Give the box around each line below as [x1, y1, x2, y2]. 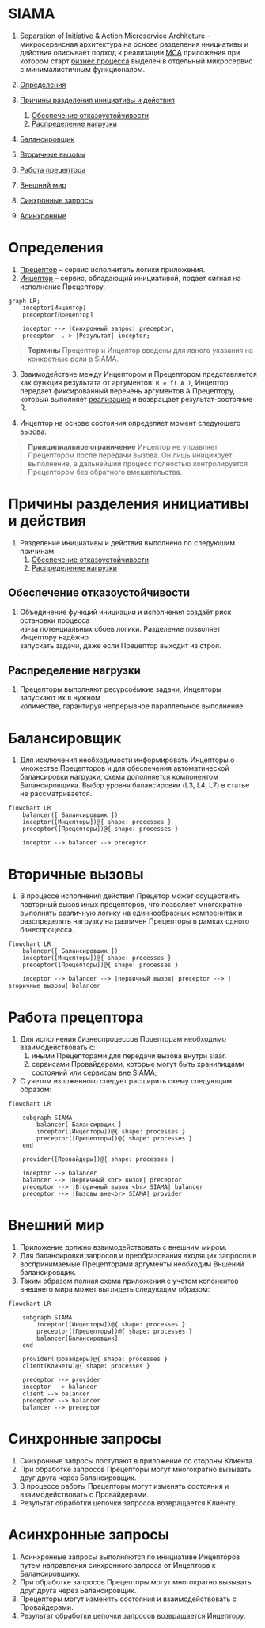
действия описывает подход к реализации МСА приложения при [19, 47, 240, 57]
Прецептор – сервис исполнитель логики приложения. [19, 264, 206, 274]
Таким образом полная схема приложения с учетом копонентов [19, 1276, 239, 1286]
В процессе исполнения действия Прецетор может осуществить [19, 891, 240, 901]
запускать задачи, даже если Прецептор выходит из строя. [19, 640, 221, 650]
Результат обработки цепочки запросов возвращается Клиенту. [19, 1498, 237, 1508]
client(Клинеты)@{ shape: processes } [22, 1362, 150, 1370]
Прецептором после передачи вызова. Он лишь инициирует [27, 450, 233, 460]
